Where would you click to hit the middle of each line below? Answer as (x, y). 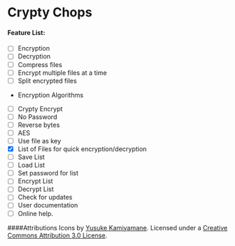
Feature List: (26, 32)
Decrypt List (36, 189)
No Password (37, 117)
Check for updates (45, 198)
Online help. (35, 213)
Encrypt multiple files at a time (62, 73)
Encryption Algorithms (51, 95)
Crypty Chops (50, 12)
